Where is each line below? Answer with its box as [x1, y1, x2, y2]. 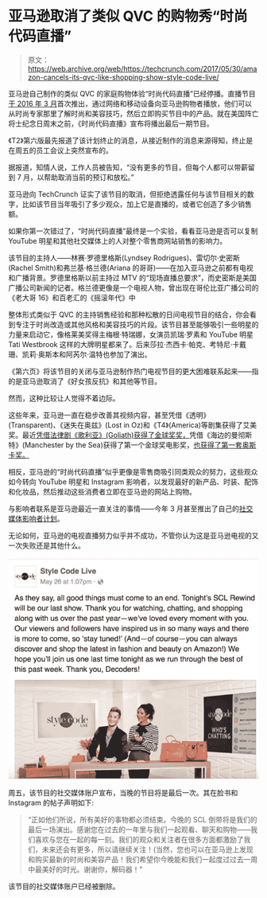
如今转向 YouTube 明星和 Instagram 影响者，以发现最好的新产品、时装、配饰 [8, 477, 259, 486]
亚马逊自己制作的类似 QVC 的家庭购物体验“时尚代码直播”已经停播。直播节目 [8, 88, 256, 98]
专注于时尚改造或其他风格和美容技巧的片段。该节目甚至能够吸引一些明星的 [14, 319, 259, 329]
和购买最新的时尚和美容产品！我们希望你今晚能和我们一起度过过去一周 [27, 855, 258, 865]
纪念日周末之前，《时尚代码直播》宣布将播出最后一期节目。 [21, 119, 214, 128]
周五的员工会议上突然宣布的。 [14, 145, 113, 155]
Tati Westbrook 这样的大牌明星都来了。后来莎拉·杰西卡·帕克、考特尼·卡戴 [8, 339, 247, 349]
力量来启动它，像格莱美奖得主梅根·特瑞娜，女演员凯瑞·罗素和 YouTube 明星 [8, 330, 254, 339]
